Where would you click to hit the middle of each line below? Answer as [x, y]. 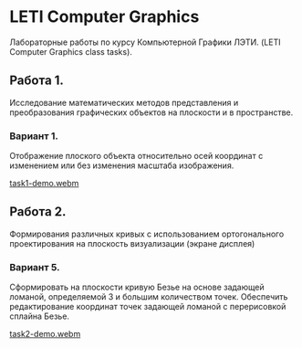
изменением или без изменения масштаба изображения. [122, 165]
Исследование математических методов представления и [124, 102]
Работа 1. [36, 81]
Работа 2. [38, 212]
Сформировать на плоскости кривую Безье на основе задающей [137, 287]
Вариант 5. [35, 267]
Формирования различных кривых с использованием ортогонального [147, 234]
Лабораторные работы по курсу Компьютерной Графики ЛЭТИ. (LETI [145, 42]
